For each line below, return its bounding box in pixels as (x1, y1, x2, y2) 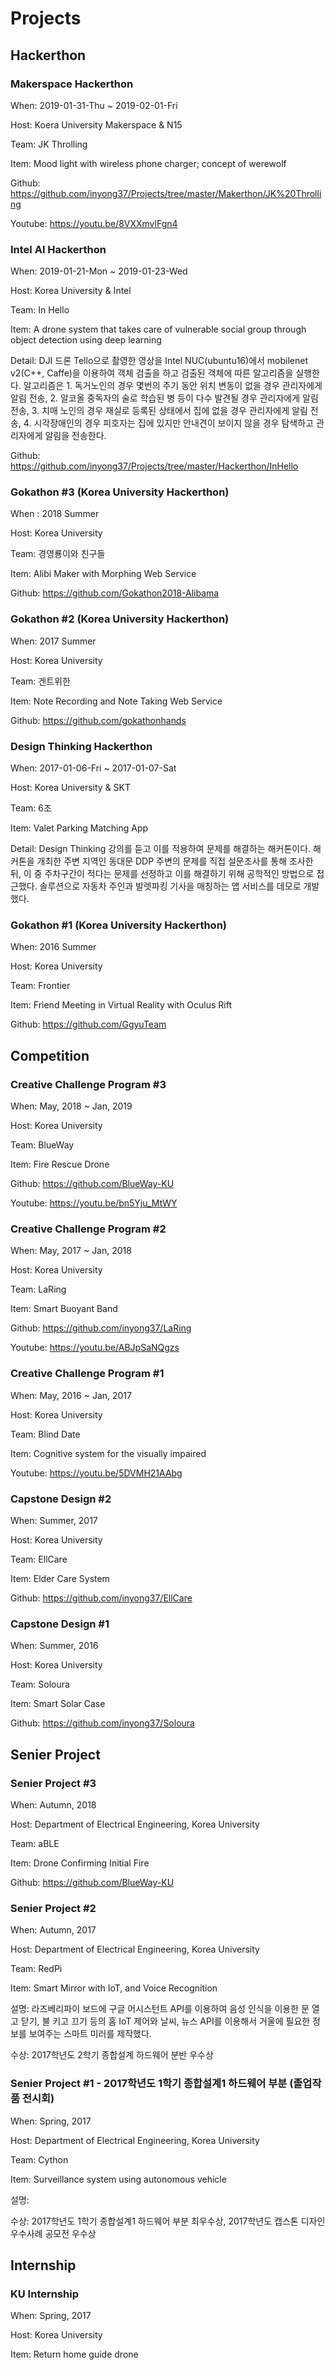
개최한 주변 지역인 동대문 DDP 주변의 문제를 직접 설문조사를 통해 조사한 (36, 855, 314, 867)
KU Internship (10, 2287, 80, 2301)
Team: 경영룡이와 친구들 (10, 548, 106, 560)
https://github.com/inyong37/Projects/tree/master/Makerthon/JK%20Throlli (10, 187, 322, 199)
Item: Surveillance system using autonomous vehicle (10, 2173, 227, 2185)
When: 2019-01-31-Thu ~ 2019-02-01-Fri (10, 99, 178, 111)
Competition (10, 1047, 90, 1064)
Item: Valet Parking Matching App (10, 822, 149, 834)
